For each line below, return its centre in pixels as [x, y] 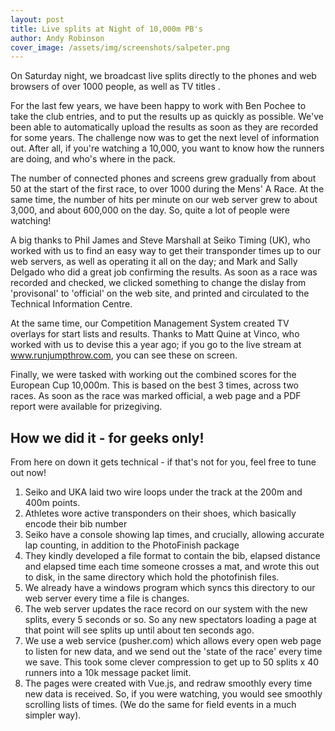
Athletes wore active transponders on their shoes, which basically [160, 513]
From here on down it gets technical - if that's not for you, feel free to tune [163, 462]
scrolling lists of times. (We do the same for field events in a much [160, 705]
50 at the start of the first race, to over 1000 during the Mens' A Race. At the [167, 189]
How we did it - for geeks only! [107, 437]
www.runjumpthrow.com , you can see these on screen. [124, 355]
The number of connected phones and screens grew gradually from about [163, 178]
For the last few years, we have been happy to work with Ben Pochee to [158, 106]
